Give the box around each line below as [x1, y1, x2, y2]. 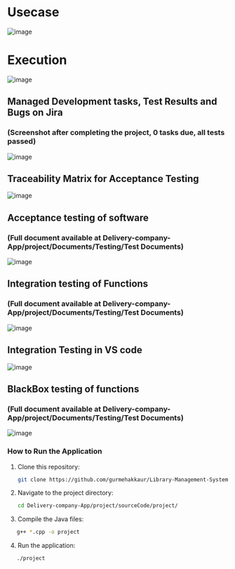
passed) [7, 136, 36, 146]
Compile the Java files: [17, 515, 84, 523]
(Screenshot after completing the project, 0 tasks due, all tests [7, 128, 225, 138]
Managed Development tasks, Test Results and [7, 96, 217, 107]
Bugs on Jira [7, 107, 63, 119]
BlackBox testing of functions [7, 383, 140, 395]
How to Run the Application [7, 447, 103, 457]
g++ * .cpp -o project [16, 528, 80, 536]
